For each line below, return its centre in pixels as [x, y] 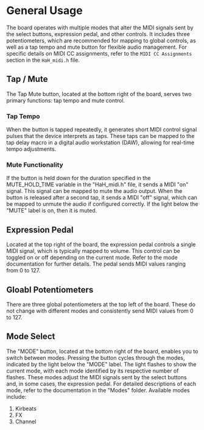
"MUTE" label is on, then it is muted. [52, 211]
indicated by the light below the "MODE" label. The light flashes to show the [101, 364]
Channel [26, 421]
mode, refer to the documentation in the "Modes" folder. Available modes [98, 390]
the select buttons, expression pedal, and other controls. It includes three [98, 34]
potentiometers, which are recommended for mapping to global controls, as [101, 40]
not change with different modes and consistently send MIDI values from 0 [100, 311]
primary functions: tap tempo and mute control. [66, 100]
